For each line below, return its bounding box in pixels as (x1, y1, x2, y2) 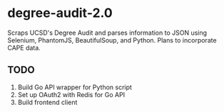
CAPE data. (7, 43, 41, 52)
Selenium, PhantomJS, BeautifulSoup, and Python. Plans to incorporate (7, 35, 217, 44)
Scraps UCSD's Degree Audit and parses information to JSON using (7, 28, 208, 37)
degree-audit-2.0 (7, 5, 113, 21)
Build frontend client (17, 98, 78, 106)
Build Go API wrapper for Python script (17, 83, 132, 91)
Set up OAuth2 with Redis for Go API (17, 90, 126, 99)
